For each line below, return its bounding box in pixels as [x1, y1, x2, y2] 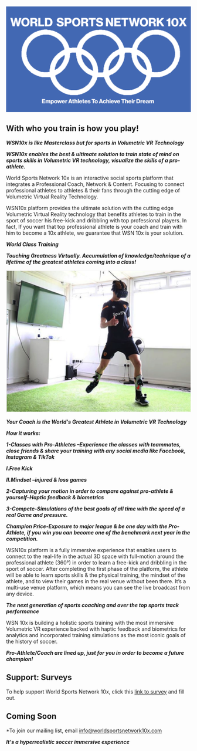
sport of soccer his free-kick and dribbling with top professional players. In [6, 216, 187, 224]
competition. [6, 535, 38, 543]
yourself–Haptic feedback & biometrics [6, 494, 104, 501]
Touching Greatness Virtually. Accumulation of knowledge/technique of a [6, 252, 191, 259]
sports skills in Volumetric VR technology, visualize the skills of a [6, 157, 168, 164]
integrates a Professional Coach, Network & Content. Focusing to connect [6, 180, 185, 188]
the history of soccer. [6, 638, 58, 645]
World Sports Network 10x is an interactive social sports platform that [6, 174, 174, 181]
